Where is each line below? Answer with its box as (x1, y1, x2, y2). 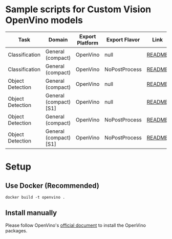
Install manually (5, 208, 57, 218)
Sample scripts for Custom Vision (5, 4, 152, 15)
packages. (5, 227, 28, 233)
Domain (48, 36, 68, 43)
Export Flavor (106, 36, 140, 43)
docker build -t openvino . (5, 195, 66, 200)
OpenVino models (5, 14, 83, 26)
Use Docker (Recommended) (5, 181, 100, 190)
